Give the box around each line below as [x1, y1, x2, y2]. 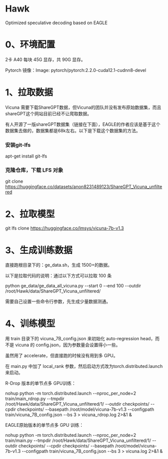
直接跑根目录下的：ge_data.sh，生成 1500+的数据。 [5, 262, 112, 268]
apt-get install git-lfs [5, 153, 48, 159]
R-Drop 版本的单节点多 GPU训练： [5, 380, 76, 387]
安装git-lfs [5, 141, 31, 148]
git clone [5, 178, 24, 184]
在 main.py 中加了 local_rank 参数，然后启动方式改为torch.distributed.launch [5, 363, 163, 369]
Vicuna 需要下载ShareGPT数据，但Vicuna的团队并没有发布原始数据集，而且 [5, 104, 161, 110]
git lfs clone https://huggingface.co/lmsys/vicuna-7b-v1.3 [5, 225, 124, 232]
